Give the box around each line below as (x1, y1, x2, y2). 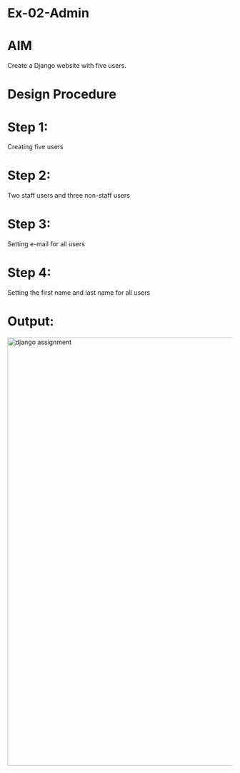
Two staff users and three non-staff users (7, 191, 131, 200)
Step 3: (7, 216, 51, 233)
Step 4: (7, 265, 51, 281)
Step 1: (7, 119, 49, 135)
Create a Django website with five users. (7, 61, 127, 70)
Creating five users (7, 143, 64, 151)
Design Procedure (7, 86, 116, 103)
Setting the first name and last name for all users (7, 288, 151, 297)
